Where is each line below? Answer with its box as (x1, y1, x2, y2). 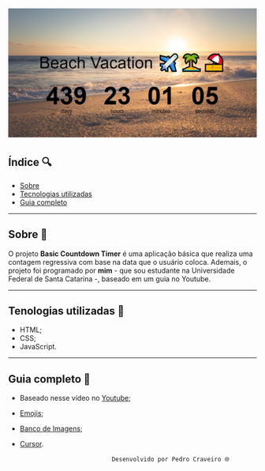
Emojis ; (19, 409, 44, 418)
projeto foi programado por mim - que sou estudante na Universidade (8, 266, 235, 275)
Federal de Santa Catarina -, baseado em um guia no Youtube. (8, 273, 211, 284)
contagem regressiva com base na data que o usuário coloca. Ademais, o (8, 257, 248, 266)
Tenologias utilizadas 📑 (8, 304, 125, 318)
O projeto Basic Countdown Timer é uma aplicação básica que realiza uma (8, 249, 254, 258)
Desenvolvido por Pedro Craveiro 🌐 (111, 455, 230, 464)
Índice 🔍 (8, 156, 52, 169)
